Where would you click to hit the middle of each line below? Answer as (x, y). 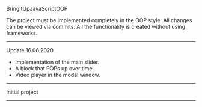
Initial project (22, 92)
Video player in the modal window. (57, 75)
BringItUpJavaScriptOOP (37, 9)
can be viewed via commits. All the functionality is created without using (96, 27)
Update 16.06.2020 (30, 50)
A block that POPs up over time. (54, 68)
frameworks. (22, 33)
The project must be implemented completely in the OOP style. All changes (99, 20)
